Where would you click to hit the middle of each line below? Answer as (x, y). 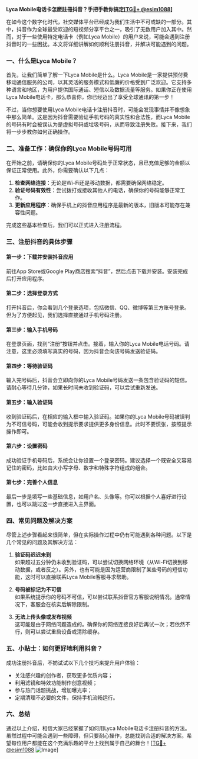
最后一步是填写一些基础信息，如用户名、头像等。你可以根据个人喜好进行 (94, 496)
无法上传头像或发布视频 (43, 617)
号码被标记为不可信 (38, 590)
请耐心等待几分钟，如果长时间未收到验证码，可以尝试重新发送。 (83, 388)
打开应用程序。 (29, 278)
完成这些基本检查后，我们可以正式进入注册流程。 (65, 225)
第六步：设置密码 (27, 446)
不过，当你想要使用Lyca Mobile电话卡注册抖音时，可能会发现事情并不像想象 (98, 110)
